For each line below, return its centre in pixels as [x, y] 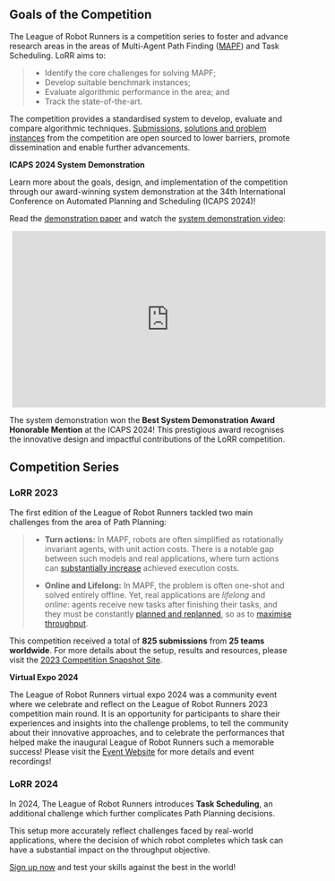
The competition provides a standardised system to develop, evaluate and [146, 118]
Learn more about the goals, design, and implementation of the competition [149, 182]
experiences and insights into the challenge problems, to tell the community [149, 723]
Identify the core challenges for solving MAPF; [130, 73]
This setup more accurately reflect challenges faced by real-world [131, 830]
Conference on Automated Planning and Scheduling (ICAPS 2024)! [133, 201]
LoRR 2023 [34, 493]
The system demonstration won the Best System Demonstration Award [142, 419]
